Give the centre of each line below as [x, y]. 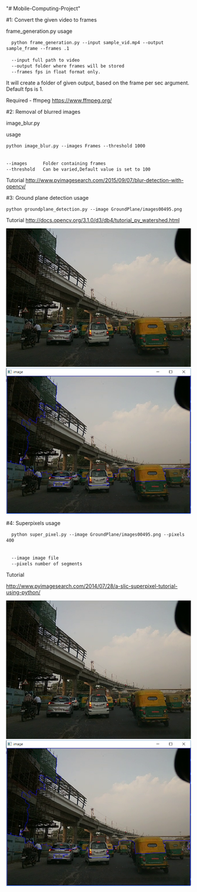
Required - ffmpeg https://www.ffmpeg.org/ [59, 100]
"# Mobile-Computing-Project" [43, 8]
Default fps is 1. [25, 89]
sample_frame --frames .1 [38, 49]
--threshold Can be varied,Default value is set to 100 [78, 169]
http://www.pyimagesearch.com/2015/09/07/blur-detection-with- [105, 180]
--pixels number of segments [47, 564]
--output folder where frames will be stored [68, 66]
